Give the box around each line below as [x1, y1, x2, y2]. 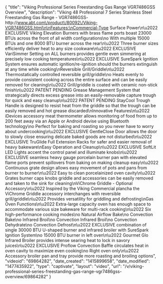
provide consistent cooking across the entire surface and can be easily [5, 77, 147, 82]
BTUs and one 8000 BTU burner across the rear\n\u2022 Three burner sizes [5, 41, 159, 46]
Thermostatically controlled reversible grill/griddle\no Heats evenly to [5, 72, 144, 77]
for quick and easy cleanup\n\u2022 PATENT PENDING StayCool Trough [5, 98, 150, 103]
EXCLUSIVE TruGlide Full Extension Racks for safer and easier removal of [5, 139, 152, 144]
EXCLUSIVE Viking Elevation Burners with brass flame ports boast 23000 [5, 30, 152, 36]
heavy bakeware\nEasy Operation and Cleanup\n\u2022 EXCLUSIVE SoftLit [5, 144, 156, 150]
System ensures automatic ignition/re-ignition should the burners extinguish [5, 61, 158, 67]
